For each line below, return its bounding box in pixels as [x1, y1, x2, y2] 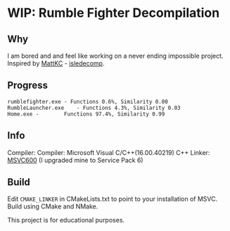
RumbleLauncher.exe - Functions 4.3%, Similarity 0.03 [7, 104, 181, 111]
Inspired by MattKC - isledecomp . [7, 59, 105, 68]
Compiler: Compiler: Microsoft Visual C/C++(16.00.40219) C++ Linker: [7, 148, 210, 156]
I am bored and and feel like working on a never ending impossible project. [7, 51, 224, 60]
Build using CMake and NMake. [7, 202, 98, 211]
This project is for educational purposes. [7, 216, 125, 225]
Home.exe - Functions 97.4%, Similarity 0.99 [7, 111, 165, 118]
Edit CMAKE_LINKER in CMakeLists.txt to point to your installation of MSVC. [7, 195, 218, 204]
